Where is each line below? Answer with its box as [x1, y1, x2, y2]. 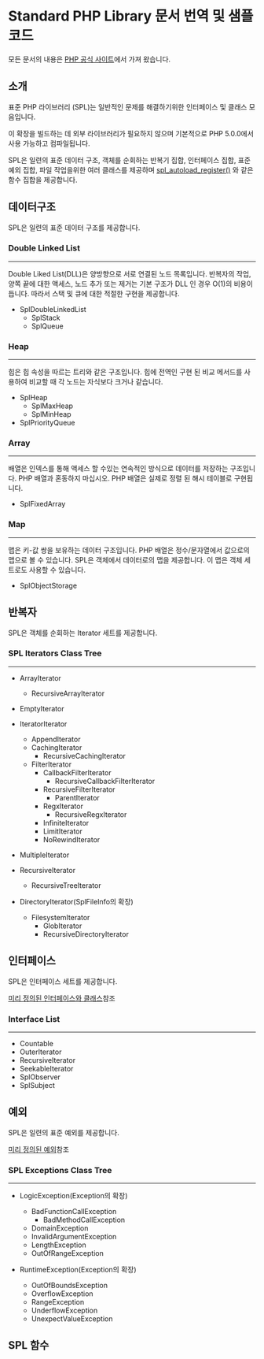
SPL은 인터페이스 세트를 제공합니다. [8, 976, 118, 986]
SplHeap [19, 393, 48, 403]
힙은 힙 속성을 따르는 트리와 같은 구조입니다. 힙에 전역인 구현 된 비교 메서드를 [8, 367, 243, 377]
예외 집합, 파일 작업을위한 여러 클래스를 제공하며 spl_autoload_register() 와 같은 [8, 165, 254, 174]
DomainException [31, 1223, 89, 1233]
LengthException [31, 1240, 86, 1249]
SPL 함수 [8, 1339, 49, 1352]
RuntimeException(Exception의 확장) [19, 1265, 137, 1275]
